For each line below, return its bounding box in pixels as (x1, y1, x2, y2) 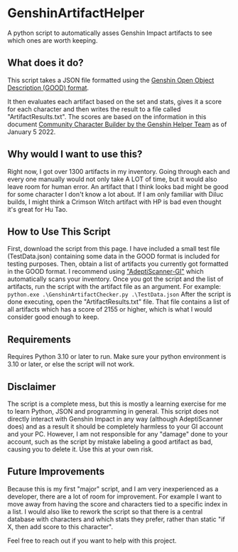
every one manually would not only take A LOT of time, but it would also (7, 175, 218, 183)
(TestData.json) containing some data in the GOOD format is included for (7, 252, 220, 261)
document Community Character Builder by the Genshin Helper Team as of (7, 120, 227, 128)
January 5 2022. (7, 127, 56, 136)
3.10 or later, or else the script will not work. (7, 360, 135, 369)
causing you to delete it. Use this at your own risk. (7, 445, 154, 454)
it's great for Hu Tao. (7, 205, 68, 213)
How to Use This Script (7, 225, 111, 237)
